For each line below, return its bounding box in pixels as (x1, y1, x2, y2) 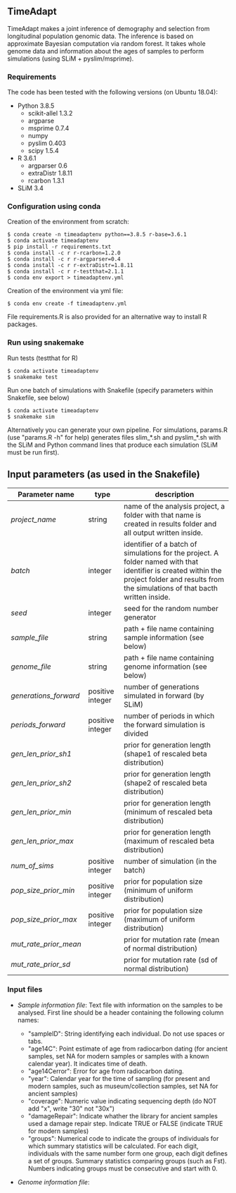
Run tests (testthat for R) (7, 354, 79, 362)
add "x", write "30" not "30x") (27, 1104, 114, 1113)
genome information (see (124, 662, 207, 672)
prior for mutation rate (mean (124, 934, 220, 944)
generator (124, 612, 157, 622)
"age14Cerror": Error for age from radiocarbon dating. (27, 1067, 184, 1075)
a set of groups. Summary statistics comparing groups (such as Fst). (27, 1156, 227, 1165)
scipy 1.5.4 (27, 147, 60, 155)
